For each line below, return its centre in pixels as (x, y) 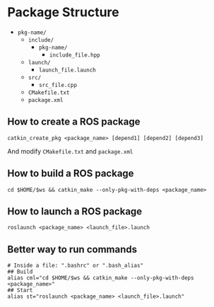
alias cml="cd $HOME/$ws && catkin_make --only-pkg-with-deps (101, 278)
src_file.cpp (58, 85)
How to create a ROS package (74, 122)
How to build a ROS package (71, 174)
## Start (20, 291)
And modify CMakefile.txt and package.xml (70, 151)
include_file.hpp (75, 55)
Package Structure (63, 12)
